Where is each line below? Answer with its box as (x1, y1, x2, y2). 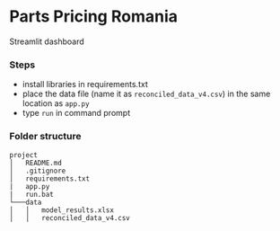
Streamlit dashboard (9, 36, 84, 47)
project (9, 150, 39, 159)
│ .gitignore (9, 166, 66, 175)
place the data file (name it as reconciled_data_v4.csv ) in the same (22, 88, 271, 100)
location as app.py (22, 98, 90, 109)
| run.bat (9, 190, 54, 199)
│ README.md (9, 158, 63, 167)
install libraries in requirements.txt (22, 79, 148, 90)
